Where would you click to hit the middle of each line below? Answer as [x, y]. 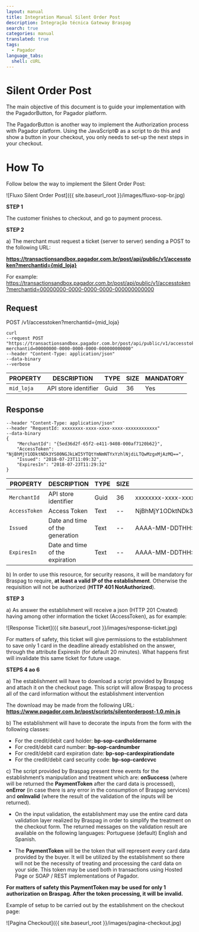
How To [25, 167]
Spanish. [25, 839]
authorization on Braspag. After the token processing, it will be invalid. [95, 893]
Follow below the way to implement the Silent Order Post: [76, 184]
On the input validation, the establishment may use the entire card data [101, 814]
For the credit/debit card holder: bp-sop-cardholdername [86, 741]
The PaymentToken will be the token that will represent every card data [102, 851]
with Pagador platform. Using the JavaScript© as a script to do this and [93, 131]
